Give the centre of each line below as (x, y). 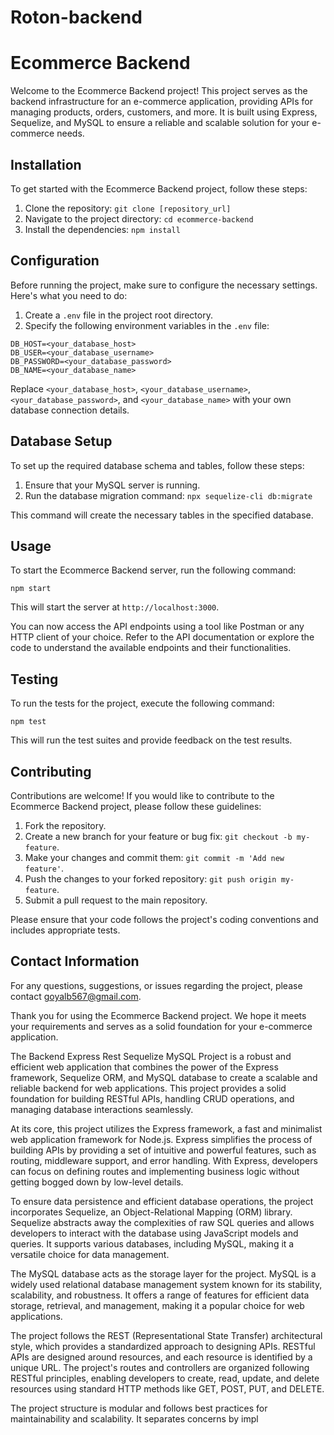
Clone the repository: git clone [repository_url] (128, 208)
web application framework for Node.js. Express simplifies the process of (161, 1139)
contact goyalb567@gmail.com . (76, 996)
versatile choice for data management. (90, 1254)
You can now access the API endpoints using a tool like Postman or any (157, 627)
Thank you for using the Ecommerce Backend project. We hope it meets (158, 1015)
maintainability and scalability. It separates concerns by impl (134, 1418)
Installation (46, 164)
